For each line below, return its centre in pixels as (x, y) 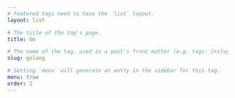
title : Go (22, 39)
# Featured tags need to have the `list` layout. (81, 14)
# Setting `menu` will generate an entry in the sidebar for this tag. (114, 71)
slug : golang (26, 58)
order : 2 (20, 83)
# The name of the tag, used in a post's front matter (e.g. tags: (108, 52)
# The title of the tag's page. (54, 33)
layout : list (26, 20)
